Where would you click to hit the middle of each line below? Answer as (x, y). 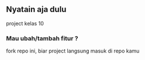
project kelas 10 (25, 23)
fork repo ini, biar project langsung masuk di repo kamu (73, 51)
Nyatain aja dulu (36, 10)
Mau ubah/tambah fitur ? (42, 38)
